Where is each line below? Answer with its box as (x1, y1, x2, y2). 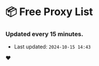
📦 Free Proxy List (5, 5, 93, 19)
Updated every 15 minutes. (5, 30, 84, 39)
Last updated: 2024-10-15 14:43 (13, 43, 91, 50)
